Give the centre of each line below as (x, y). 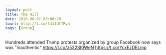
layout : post (19, 10)
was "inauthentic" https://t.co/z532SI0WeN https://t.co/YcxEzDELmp (76, 48)
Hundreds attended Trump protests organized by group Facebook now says (83, 42)
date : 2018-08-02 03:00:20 (33, 19)
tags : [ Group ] (20, 28)
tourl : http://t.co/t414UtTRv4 (38, 24)
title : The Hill (22, 14)
